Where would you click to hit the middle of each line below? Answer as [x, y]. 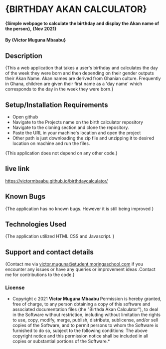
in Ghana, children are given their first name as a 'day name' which [74, 84]
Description [24, 56]
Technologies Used [36, 224]
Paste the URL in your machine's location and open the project [77, 133]
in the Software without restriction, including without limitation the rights [86, 314]
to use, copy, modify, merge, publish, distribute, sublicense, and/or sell [85, 320]
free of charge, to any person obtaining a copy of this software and [81, 304]
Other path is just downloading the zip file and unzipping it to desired [83, 138]
